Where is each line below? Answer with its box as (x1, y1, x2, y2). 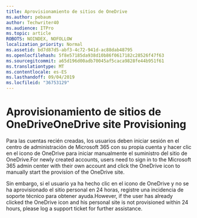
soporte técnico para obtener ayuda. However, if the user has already (6, 192, 173, 199)
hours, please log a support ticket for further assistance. (6, 204, 143, 212)
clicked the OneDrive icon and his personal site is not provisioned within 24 (6, 199, 189, 206)
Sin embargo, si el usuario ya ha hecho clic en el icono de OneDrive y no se (6, 180, 189, 187)
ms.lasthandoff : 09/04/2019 (6, 74, 75, 80)
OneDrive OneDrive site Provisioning (6, 118, 186, 131)
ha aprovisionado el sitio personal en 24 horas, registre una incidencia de (6, 186, 184, 193)
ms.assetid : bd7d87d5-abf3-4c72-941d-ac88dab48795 (6, 47, 133, 53)
